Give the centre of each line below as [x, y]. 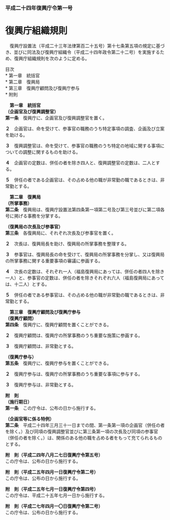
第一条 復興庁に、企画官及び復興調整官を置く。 [56, 118]
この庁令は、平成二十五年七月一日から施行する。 [56, 495]
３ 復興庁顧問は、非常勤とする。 [41, 346]
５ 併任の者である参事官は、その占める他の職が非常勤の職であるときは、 [83, 295]
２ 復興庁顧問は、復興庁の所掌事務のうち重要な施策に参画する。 [74, 335]
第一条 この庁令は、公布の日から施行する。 [52, 408]
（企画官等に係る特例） [30, 419]
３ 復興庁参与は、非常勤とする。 [41, 384]
